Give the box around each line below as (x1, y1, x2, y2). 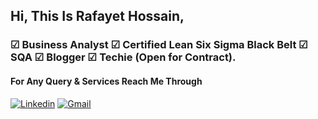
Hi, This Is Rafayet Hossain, (10, 8, 185, 25)
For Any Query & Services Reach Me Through (10, 75, 203, 87)
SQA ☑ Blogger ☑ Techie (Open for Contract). (10, 50, 237, 64)
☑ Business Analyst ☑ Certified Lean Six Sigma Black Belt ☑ (10, 38, 308, 52)
